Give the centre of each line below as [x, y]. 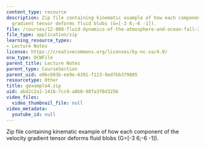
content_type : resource [37, 12]
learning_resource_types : [39, 40]
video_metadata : [27, 109]
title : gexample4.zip [34, 86]
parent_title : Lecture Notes [43, 63]
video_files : [23, 97]
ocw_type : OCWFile [30, 57]
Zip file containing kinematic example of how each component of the [93, 131]
